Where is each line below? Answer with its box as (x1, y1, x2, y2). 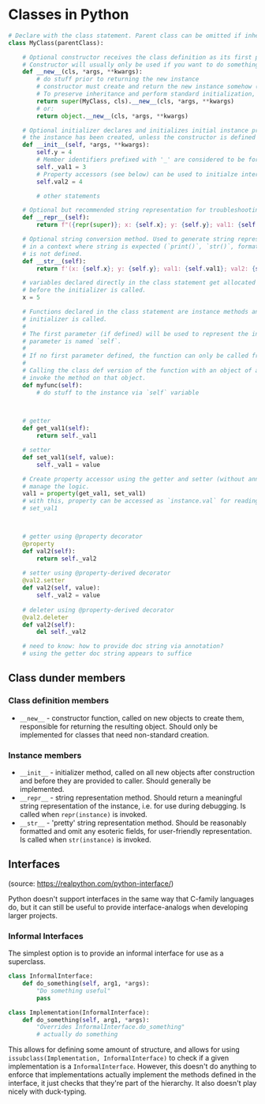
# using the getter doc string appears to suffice (22, 650, 192, 658)
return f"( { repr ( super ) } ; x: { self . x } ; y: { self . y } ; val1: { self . (36, 221, 259, 229)
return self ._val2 (36, 555, 97, 563)
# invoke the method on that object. (22, 374, 147, 382)
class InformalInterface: (8, 972, 93, 981)
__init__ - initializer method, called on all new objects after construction (19, 768, 255, 778)
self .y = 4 (36, 149, 73, 156)
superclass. (8, 957, 46, 966)
